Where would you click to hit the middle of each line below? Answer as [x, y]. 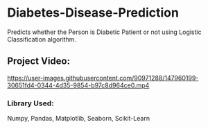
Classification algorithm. [42, 39]
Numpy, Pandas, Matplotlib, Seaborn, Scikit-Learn [79, 119]
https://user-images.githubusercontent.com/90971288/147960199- [103, 78]
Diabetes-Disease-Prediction [93, 13]
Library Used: [31, 103]
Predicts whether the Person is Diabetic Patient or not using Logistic [104, 32]
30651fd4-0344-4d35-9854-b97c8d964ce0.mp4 [78, 85]
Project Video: [39, 61]
